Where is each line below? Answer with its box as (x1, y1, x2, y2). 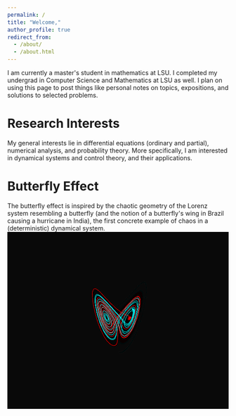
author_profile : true (7, 26, 71, 33)
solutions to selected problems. (7, 91, 98, 99)
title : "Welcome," (7, 18, 61, 26)
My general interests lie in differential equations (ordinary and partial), (7, 138, 209, 147)
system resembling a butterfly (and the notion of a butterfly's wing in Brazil (7, 209, 225, 217)
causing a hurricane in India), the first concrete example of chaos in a (7, 216, 209, 225)
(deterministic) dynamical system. (7, 223, 105, 232)
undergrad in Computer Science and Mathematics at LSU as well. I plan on (7, 76, 223, 84)
